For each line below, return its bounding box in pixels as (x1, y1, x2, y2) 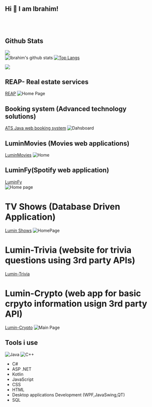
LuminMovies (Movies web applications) (5, 139, 130, 147)
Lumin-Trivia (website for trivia (5, 244, 132, 255)
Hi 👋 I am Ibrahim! (5, 5, 59, 13)
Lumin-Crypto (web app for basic (5, 288, 141, 299)
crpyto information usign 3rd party (5, 298, 147, 309)
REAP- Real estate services (5, 78, 89, 86)
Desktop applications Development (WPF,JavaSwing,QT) (12, 391, 125, 398)
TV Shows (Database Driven (5, 201, 121, 212)
